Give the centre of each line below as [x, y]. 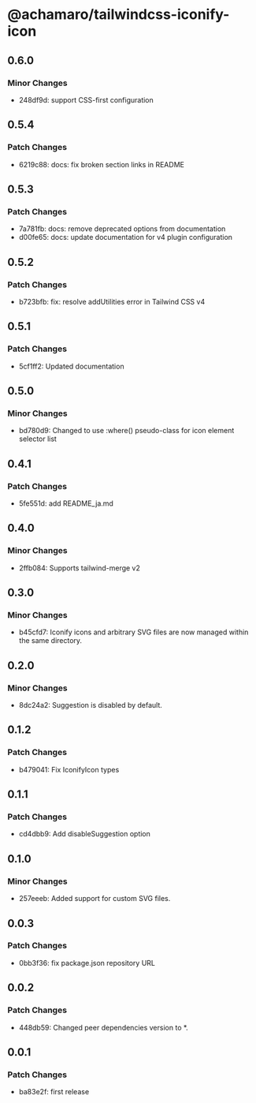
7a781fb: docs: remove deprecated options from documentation [122, 229]
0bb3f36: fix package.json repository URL [87, 963]
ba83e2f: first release [54, 1092]
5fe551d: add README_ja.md [66, 503]
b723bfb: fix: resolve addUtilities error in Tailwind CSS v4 [112, 301]
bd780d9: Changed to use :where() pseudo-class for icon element [126, 431]
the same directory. [50, 641]
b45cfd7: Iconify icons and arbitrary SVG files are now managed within [134, 632]
